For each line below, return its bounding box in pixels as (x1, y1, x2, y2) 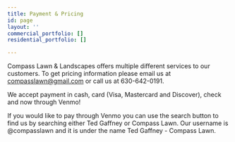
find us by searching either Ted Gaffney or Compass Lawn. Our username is (7, 119, 229, 127)
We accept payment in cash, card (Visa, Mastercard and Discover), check (7, 91, 222, 99)
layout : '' (7, 23, 40, 30)
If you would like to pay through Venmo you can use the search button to (7, 112, 219, 120)
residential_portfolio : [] (7, 37, 87, 44)
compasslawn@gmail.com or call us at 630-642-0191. (7, 77, 164, 85)
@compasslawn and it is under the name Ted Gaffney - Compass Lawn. (7, 127, 217, 135)
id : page (7, 17, 33, 24)
